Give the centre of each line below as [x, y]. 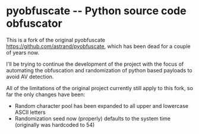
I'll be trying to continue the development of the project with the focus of [95, 64]
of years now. [23, 52]
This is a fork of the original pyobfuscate [56, 40]
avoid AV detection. [30, 76]
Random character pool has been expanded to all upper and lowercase [102, 106]
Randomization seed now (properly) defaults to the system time [93, 118]
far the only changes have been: [46, 94]
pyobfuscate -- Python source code [96, 11]
